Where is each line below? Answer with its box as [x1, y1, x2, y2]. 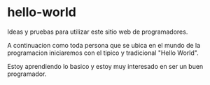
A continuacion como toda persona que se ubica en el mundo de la [7, 41, 201, 49]
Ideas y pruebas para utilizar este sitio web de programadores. [7, 27, 188, 36]
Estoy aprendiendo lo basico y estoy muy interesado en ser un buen [7, 62, 204, 70]
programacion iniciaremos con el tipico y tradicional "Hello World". [7, 48, 199, 57]
